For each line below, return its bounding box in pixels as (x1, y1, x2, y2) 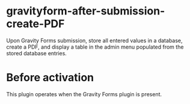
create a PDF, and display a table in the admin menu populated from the (6, 43, 184, 50)
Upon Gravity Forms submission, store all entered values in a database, (6, 37, 183, 44)
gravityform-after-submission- (6, 4, 165, 18)
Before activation (6, 71, 94, 85)
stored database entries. (6, 49, 67, 57)
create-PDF (6, 17, 65, 31)
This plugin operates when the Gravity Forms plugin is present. (6, 90, 162, 97)
